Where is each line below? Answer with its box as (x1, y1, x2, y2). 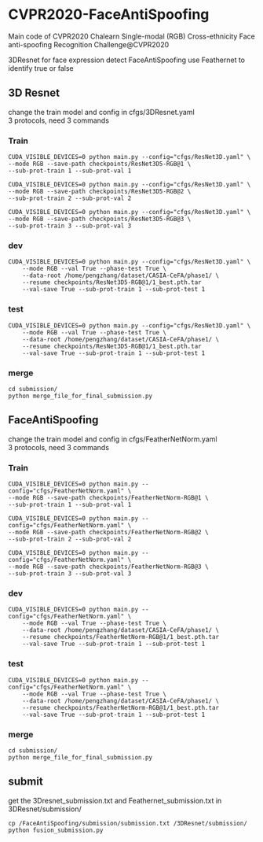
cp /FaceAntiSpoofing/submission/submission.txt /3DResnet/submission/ (8, 819, 247, 827)
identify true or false (8, 63, 74, 72)
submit (8, 775, 43, 788)
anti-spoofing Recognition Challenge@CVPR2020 (8, 39, 170, 49)
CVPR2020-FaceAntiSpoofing (8, 6, 210, 24)
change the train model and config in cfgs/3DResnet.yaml (8, 107, 195, 116)
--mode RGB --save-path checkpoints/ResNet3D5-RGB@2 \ (8, 187, 192, 196)
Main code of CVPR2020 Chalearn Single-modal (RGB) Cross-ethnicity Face (8, 31, 255, 41)
